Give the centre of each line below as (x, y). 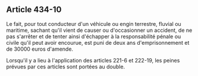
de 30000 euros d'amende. (40, 49)
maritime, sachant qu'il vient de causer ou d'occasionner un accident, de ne (99, 30)
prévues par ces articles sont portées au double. (66, 67)
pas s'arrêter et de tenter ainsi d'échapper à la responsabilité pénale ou (94, 36)
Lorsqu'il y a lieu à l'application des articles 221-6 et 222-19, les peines (93, 60)
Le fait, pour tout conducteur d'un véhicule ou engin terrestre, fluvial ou (94, 24)
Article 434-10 (34, 10)
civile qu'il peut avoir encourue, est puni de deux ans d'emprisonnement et (98, 42)
